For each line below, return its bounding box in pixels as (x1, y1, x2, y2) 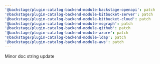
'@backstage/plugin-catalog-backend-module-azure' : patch (5, 30, 128, 35)
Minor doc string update (5, 53, 55, 59)
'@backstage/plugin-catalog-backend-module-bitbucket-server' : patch (5, 12, 153, 17)
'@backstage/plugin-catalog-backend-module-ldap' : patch (5, 35, 126, 40)
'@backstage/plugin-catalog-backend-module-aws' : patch (5, 40, 124, 45)
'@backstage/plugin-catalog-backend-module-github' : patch (5, 26, 131, 31)
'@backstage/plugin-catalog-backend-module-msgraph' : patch (5, 21, 133, 26)
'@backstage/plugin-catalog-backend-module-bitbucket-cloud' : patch (5, 16, 151, 21)
